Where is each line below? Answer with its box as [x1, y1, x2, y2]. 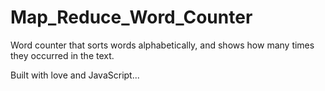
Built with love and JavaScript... [10, 69, 140, 81]
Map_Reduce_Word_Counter [10, 6, 253, 29]
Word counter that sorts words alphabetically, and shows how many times [10, 39, 315, 51]
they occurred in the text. [10, 49, 115, 61]
